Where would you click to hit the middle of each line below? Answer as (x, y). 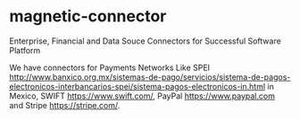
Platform (25, 50)
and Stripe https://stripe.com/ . (65, 105)
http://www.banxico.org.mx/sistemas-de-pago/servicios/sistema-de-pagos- (150, 76)
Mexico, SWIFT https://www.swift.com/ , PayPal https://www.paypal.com (142, 96)
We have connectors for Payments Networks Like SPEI (110, 67)
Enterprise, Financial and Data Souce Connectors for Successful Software (145, 41)
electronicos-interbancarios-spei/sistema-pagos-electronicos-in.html (137, 86)
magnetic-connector (88, 16)
